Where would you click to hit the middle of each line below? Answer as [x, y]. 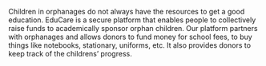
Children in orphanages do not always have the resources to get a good [127, 12]
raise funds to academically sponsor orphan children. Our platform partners [133, 28]
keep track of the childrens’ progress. [70, 54]
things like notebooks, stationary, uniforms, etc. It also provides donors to [129, 45]
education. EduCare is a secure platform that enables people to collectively [132, 20]
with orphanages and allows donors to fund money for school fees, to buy [130, 37]
